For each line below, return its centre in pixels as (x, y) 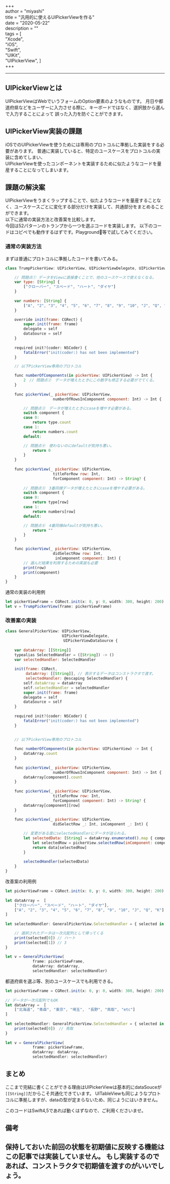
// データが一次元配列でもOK (32, 1000)
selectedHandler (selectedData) (56, 862)
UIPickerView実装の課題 (44, 132)
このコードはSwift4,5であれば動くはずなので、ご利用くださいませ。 (76, 1110)
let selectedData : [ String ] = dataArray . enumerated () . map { (88, 838)
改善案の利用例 (21, 882)
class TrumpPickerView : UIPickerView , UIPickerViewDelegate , (71, 268)
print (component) (41, 572)
